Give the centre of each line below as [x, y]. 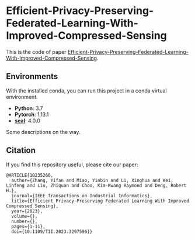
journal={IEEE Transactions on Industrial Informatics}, [82, 196]
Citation [21, 150]
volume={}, [25, 216]
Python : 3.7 [29, 108]
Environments [32, 76]
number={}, [25, 221]
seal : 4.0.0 [27, 121]
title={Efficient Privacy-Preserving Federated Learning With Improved [100, 201]
